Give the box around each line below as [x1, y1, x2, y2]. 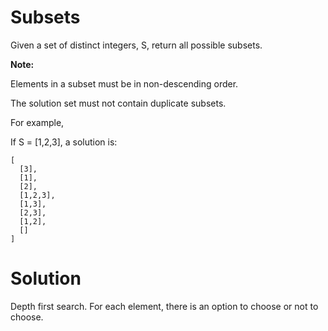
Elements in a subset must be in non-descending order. [10, 77, 239, 90]
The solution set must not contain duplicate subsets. [10, 97, 227, 109]
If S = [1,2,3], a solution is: [10, 136, 118, 148]
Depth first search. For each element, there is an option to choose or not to [10, 300, 319, 312]
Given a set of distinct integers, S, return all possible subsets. [10, 39, 263, 51]
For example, [10, 116, 65, 128]
